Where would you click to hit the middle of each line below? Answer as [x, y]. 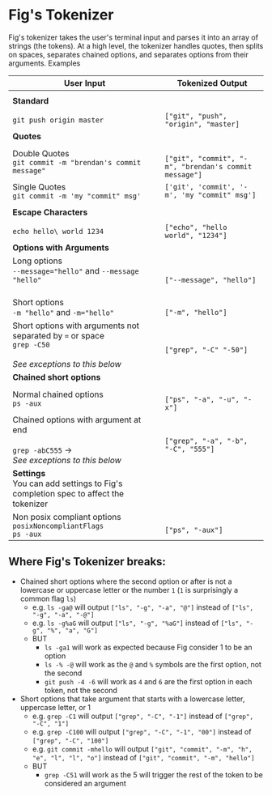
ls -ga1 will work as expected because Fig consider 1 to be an [148, 647]
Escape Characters [50, 212]
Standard [31, 100]
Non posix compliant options [67, 517]
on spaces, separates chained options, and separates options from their [128, 54]
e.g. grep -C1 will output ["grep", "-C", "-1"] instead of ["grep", [142, 716]
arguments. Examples [45, 63]
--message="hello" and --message [76, 270]
